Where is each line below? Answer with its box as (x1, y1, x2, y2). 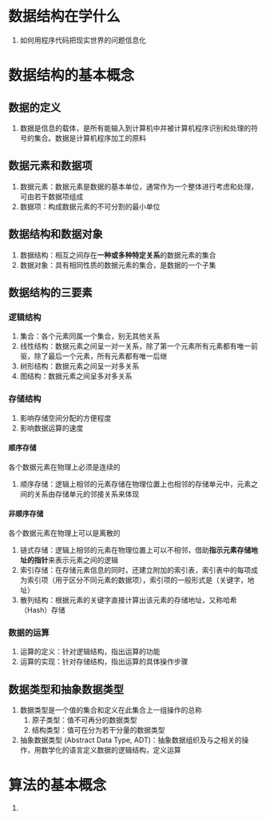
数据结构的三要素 (8, 286, 93, 299)
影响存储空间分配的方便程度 (19, 413, 112, 422)
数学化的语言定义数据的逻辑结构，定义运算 (41, 745, 181, 755)
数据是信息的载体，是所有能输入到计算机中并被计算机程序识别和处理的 (19, 123, 252, 133)
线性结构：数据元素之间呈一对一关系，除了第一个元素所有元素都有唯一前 (19, 342, 258, 351)
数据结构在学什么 (8, 7, 121, 26)
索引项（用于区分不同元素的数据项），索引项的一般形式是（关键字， (26, 575, 248, 585)
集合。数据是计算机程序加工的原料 (34, 133, 146, 142)
